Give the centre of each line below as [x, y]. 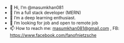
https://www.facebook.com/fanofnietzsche [53, 35]
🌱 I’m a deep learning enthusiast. [43, 18]
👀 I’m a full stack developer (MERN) [45, 13]
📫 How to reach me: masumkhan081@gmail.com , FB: [64, 28]
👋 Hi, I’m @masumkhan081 [36, 7]
